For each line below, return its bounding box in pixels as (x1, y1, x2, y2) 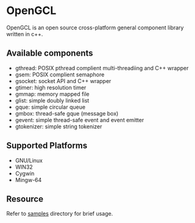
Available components (6, 48, 93, 59)
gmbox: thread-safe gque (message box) (15, 109, 119, 117)
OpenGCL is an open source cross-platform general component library (6, 24, 184, 31)
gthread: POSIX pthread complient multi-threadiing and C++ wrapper (15, 64, 189, 71)
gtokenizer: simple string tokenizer (15, 123, 102, 130)
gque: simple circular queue (15, 103, 86, 111)
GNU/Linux (15, 156, 43, 164)
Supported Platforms (6, 141, 88, 151)
